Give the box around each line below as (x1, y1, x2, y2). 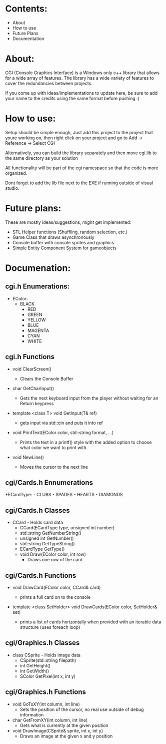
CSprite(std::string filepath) (19, 657, 76, 663)
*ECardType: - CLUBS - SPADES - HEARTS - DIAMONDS (5, 492, 123, 498)
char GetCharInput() (12, 385, 54, 391)
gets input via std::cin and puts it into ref (19, 420, 103, 426)
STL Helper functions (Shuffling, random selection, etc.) (12, 229, 128, 235)
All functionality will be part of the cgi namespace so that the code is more (5, 165, 158, 171)
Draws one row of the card (27, 557, 82, 563)
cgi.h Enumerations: (5, 282, 70, 291)
